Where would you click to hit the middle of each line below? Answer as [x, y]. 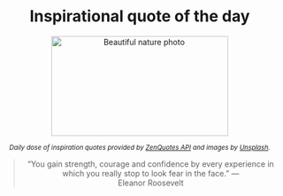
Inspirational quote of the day [140, 16]
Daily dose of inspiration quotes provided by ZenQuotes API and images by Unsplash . [140, 147]
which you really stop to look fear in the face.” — [151, 173]
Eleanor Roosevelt [151, 183]
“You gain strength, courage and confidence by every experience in [150, 164]
